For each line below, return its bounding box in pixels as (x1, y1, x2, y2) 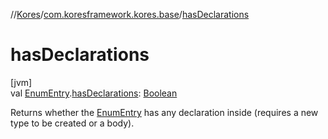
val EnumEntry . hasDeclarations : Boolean (10, 87, 178, 99)
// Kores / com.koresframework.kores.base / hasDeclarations (10, 9, 250, 20)
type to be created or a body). (10, 117, 135, 129)
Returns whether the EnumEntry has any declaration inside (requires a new (10, 106, 319, 118)
